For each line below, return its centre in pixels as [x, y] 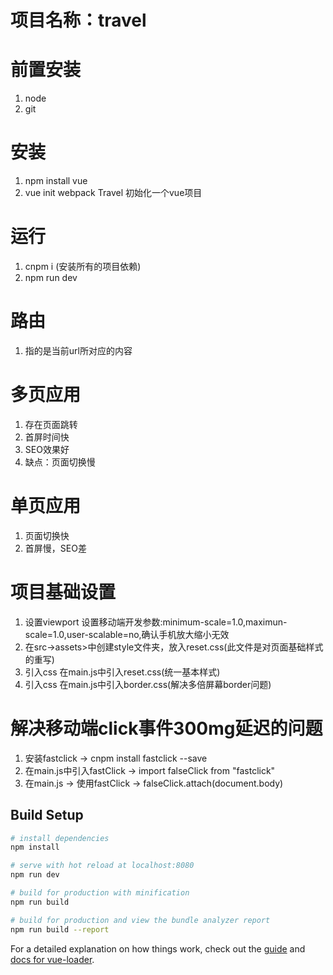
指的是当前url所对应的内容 [78, 350]
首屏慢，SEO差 [55, 548]
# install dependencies [60, 838]
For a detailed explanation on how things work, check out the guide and [158, 948]
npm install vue [56, 181]
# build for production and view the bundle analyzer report [140, 920]
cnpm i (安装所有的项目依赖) [83, 266]
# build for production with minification [100, 893]
